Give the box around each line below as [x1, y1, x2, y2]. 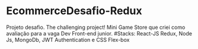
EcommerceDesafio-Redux [6, 4, 142, 18]
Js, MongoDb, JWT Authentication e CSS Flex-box [6, 36, 130, 43]
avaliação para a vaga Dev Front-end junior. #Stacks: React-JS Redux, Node [6, 30, 193, 37]
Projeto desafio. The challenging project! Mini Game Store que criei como [6, 24, 186, 31]
